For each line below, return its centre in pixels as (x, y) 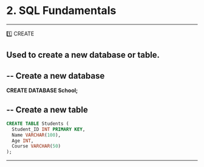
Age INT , (23, 141)
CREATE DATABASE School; (42, 91)
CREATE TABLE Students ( (38, 123)
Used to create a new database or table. (83, 55)
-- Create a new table (47, 109)
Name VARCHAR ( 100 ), (36, 135)
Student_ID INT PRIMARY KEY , (49, 129)
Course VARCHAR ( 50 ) (36, 146)
